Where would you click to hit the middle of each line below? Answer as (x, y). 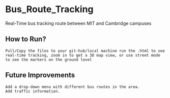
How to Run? (26, 39)
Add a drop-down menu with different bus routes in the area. (73, 87)
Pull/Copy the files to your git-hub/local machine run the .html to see (85, 51)
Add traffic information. (33, 91)
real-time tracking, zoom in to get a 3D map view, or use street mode (83, 55)
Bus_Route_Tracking (49, 9)
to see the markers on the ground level (49, 60)
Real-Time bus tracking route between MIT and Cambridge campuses (78, 23)
